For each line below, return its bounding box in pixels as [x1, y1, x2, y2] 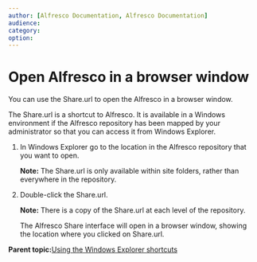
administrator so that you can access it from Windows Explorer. [8, 127, 216, 136]
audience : [8, 19, 41, 27]
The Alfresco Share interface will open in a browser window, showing [19, 221, 247, 231]
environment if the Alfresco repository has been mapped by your [8, 119, 221, 128]
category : [8, 26, 41, 34]
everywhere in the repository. [19, 174, 117, 184]
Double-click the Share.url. [19, 190, 109, 200]
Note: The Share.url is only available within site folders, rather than [19, 166, 239, 176]
